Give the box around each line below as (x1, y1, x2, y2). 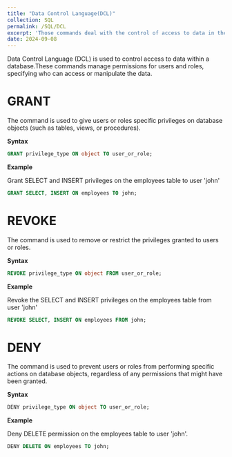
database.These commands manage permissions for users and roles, (7, 62, 204, 70)
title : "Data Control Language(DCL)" (7, 10, 116, 17)
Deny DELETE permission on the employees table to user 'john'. (7, 429, 188, 438)
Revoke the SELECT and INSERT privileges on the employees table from (7, 295, 212, 304)
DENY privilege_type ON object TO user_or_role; (7, 404, 150, 411)
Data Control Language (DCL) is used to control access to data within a (7, 55, 209, 63)
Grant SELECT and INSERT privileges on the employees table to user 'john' (7, 176, 220, 184)
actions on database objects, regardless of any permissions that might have (7, 370, 223, 378)
